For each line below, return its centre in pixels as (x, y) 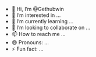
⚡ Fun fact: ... (27, 49)
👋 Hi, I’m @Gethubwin (38, 9)
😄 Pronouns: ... (30, 42)
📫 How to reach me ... (38, 34)
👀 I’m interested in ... (36, 15)
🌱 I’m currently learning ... (42, 21)
